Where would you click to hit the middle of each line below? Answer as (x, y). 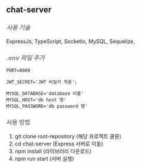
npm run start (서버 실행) (44, 159)
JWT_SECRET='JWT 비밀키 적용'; (42, 82)
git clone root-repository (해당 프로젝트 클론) (68, 136)
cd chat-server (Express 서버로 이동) (59, 144)
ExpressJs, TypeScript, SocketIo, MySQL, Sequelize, (71, 41)
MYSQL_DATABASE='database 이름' (45, 94)
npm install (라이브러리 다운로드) (53, 151)
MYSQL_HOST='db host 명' (36, 100)
